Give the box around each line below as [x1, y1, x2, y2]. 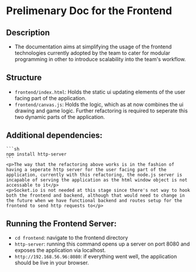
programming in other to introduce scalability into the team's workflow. [14, 56, 186, 62]
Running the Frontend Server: [6, 219, 117, 229]
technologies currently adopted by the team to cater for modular [14, 49, 171, 57]
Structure [6, 72, 42, 83]
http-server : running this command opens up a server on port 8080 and [14, 240, 190, 248]
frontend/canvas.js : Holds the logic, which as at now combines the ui [14, 101, 184, 108]
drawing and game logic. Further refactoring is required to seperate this [14, 107, 188, 114]
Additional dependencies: [6, 131, 103, 141]
